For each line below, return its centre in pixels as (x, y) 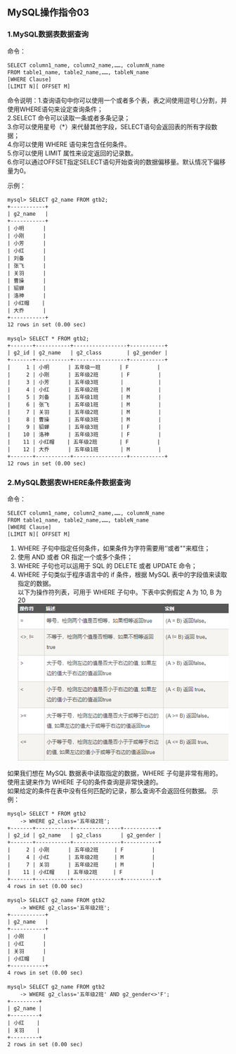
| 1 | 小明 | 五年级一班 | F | (84, 367)
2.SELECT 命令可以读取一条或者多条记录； (69, 117)
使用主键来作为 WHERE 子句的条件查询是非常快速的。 (85, 782)
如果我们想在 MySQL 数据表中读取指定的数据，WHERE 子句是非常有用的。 (115, 773)
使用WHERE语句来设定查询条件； (55, 109)
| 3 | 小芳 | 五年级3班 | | (84, 382)
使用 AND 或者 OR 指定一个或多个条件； (75, 557)
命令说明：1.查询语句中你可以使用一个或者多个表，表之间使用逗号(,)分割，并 (117, 100)
